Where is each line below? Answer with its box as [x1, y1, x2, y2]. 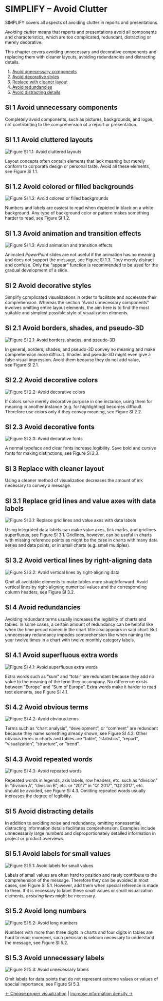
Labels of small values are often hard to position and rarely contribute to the [5, 872, 157, 878]
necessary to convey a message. [5, 482, 72, 488]
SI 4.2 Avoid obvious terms [5, 703, 89, 711]
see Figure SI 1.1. [5, 168, 38, 174]
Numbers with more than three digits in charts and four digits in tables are [5, 929, 153, 935]
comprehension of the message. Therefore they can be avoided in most [5, 877, 149, 883]
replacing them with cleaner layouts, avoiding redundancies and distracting [5, 54, 156, 59]
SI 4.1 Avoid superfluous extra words [5, 651, 118, 659]
